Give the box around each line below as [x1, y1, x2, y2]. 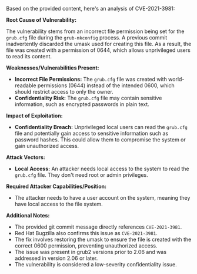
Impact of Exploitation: [6, 112, 63, 119]
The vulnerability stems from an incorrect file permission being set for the [6, 28, 185, 35]
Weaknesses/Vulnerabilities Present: [6, 64, 99, 71]
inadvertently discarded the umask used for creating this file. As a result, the [6, 41, 192, 47]
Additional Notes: [6, 212, 50, 219]
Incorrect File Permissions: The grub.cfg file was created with [14, 76, 168, 82]
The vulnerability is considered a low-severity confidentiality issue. [14, 261, 178, 268]
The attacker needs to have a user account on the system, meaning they [14, 194, 191, 201]
